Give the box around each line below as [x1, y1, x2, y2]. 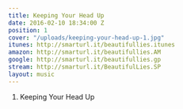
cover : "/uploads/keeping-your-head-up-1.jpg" [8, 33, 165, 42]
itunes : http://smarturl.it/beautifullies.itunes [8, 41, 176, 49]
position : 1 [8, 26, 48, 34]
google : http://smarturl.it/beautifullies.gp [8, 56, 161, 64]
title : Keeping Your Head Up [8, 11, 105, 20]
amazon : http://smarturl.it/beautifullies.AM [8, 48, 161, 56]
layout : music [8, 70, 55, 78]
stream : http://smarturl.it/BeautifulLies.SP [8, 63, 161, 71]
